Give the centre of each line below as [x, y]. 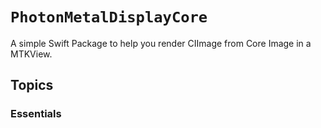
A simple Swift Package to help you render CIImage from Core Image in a [161, 43]
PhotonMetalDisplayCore [109, 17]
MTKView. [31, 54]
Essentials [36, 114]
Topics [32, 85]
